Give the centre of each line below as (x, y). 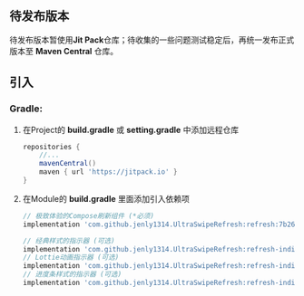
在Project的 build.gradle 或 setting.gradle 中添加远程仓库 (130, 129)
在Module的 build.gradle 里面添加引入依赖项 (106, 198)
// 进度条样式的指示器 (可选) (72, 274)
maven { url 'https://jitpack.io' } (108, 172)
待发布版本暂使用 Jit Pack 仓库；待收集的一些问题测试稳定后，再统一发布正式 (152, 40)
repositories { (51, 147)
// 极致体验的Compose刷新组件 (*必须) (88, 215)
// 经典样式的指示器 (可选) (69, 241)
